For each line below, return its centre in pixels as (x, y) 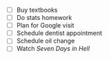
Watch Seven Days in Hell (53, 49)
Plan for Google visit (45, 25)
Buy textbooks (37, 10)
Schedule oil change (46, 41)
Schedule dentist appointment (59, 33)
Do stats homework (44, 18)
